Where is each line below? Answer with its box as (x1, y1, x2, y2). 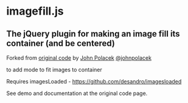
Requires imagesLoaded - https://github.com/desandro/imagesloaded (6, 78, 182, 85)
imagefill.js (6, 4, 64, 18)
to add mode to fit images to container (6, 66, 102, 73)
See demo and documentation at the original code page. (6, 90, 148, 97)
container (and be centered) (6, 38, 116, 48)
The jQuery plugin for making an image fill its (6, 29, 181, 39)
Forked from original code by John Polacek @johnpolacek (6, 54, 152, 62)
